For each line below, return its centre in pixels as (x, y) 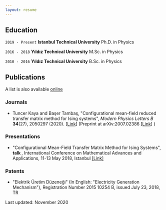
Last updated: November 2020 (37, 202)
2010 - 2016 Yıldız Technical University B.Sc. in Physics (64, 61)
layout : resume (21, 10)
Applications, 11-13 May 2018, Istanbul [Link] (58, 158)
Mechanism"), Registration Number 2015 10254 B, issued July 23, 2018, (86, 187)
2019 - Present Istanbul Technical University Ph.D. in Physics (70, 42)
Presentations (23, 136)
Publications (25, 77)
